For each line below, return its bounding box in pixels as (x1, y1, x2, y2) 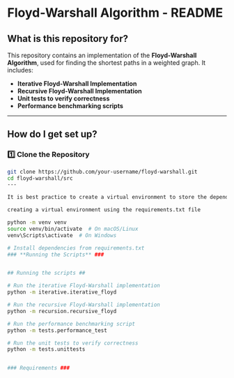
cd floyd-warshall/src (7, 174, 73, 182)
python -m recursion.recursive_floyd (7, 308, 117, 315)
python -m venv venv (7, 219, 68, 226)
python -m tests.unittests (7, 346, 86, 353)
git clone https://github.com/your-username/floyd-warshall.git (7, 168, 198, 175)
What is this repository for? (7, 33, 129, 45)
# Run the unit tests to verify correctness (7, 340, 139, 347)
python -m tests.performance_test (7, 326, 108, 334)
